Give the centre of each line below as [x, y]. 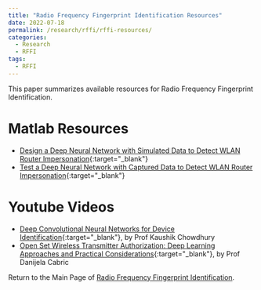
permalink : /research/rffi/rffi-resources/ [80, 30]
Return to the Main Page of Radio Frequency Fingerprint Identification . [121, 277]
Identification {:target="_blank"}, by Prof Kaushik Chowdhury [117, 237]
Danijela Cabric [44, 262]
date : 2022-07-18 [36, 23]
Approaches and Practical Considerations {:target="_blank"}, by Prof [130, 254]
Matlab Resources [69, 128]
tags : [17, 60]
